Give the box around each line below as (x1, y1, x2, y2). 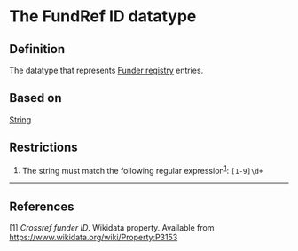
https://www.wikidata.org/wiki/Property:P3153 (9, 232, 178, 243)
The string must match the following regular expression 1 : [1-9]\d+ (21, 163, 263, 176)
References (9, 199, 74, 214)
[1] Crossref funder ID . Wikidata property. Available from (9, 223, 215, 233)
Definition (9, 42, 65, 57)
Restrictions (9, 140, 78, 155)
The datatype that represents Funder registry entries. (9, 65, 204, 75)
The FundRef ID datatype (9, 6, 197, 27)
